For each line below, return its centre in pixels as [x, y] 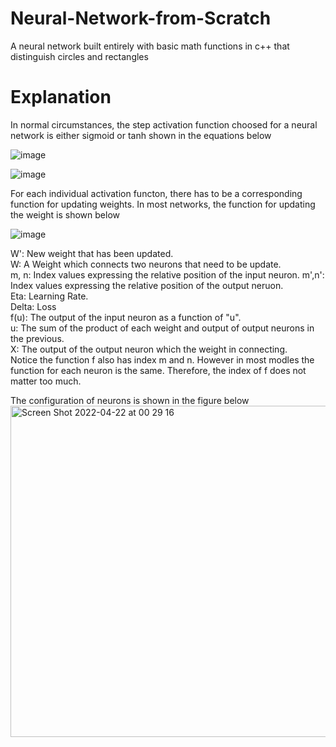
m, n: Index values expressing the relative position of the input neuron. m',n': [167, 274]
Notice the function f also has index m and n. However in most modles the [162, 359]
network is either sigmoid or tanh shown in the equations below [141, 135]
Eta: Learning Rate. [49, 296]
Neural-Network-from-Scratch [141, 18]
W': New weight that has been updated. [92, 253]
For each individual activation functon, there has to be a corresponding [156, 193]
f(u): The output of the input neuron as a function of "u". [126, 317]
